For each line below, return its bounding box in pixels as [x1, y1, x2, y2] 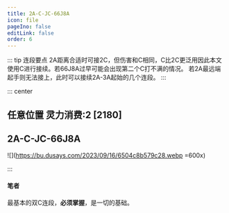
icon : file [7, 17, 39, 24]
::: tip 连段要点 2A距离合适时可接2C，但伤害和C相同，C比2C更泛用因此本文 [7, 56, 222, 65]
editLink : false [7, 29, 54, 37]
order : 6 [7, 36, 33, 43]
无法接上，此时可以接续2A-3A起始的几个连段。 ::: [25, 74, 167, 82]
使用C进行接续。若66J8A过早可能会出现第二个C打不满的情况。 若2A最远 [7, 65, 215, 73]
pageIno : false [7, 23, 51, 30]
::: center [7, 87, 33, 96]
